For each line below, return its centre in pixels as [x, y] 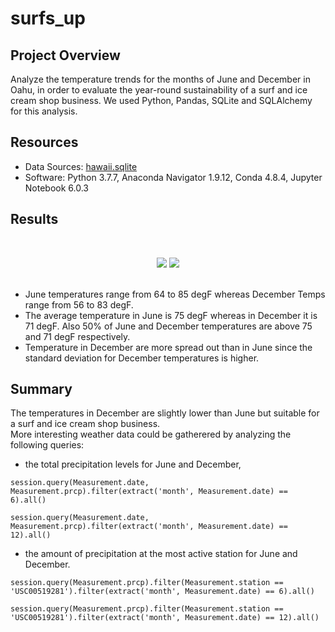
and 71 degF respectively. [77, 336]
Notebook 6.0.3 [56, 188]
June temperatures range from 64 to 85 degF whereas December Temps [175, 294]
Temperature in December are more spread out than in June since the [168, 347]
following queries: [47, 445]
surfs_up [48, 18]
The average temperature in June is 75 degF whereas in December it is [171, 315]
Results [34, 219]
